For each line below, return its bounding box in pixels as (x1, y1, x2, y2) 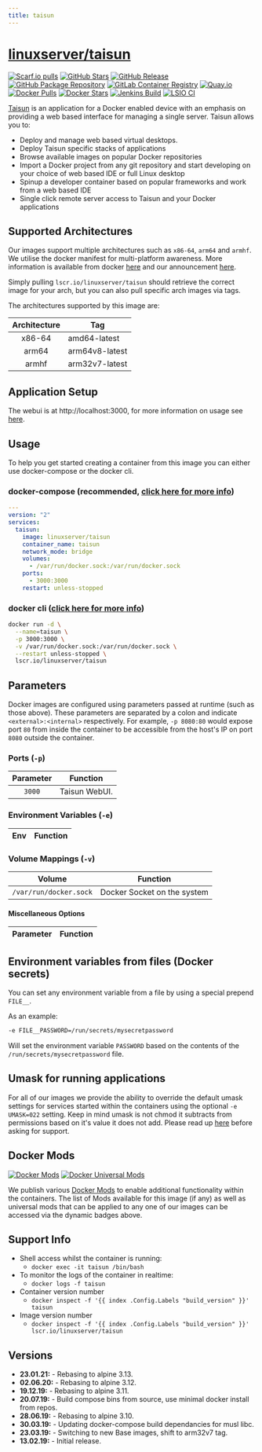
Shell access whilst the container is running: (19, 1254, 162, 1263)
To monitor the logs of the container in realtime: (19, 1270, 174, 1280)
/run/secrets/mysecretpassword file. (8, 1049, 124, 1058)
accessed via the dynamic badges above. (8, 1210, 143, 1219)
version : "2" (8, 511, 51, 519)
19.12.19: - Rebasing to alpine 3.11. (19, 1386, 129, 1395)
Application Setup (8, 385, 98, 398)
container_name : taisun (22, 540, 100, 548)
